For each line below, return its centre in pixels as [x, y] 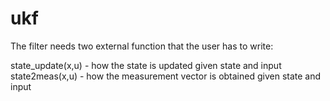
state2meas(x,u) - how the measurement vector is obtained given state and [166, 76]
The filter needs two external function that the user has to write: [142, 46]
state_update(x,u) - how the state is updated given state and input [146, 65]
